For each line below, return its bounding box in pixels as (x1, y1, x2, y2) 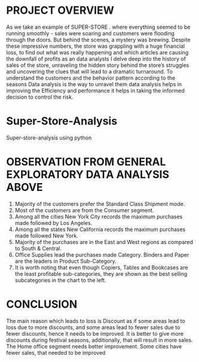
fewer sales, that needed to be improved (6, 349, 106, 356)
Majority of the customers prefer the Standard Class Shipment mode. (14, 200, 185, 207)
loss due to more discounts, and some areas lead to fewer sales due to (6, 324, 180, 331)
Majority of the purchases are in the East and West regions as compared (14, 238, 193, 245)
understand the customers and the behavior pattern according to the (6, 74, 176, 81)
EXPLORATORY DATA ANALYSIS (6, 168, 170, 181)
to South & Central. (14, 245, 62, 252)
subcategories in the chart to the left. (14, 276, 106, 284)
